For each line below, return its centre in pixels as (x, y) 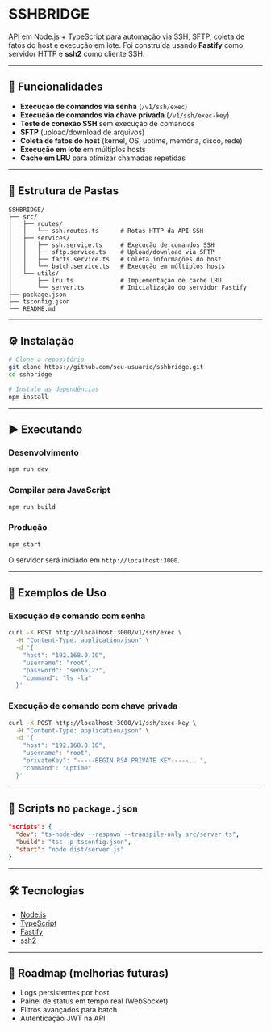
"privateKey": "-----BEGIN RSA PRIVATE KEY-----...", (115, 761)
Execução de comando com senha (77, 616)
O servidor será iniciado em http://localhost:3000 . (94, 560)
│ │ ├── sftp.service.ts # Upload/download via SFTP (112, 252)
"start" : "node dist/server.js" (70, 850)
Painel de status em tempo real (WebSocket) (94, 1001)
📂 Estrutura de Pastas (64, 191)
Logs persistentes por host (65, 993)
